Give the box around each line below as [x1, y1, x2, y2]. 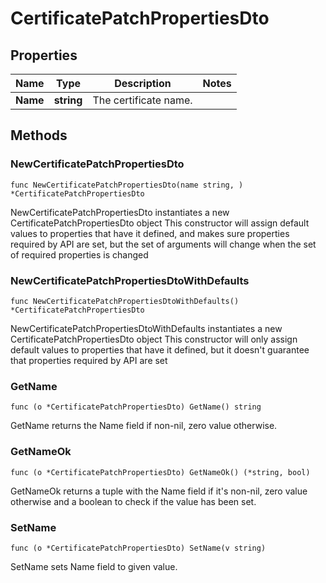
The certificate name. [92, 93, 193, 107]
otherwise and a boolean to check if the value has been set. [10, 495, 257, 507]
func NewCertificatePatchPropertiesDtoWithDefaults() [10, 296, 240, 306]
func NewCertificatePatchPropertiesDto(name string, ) [10, 180, 244, 190]
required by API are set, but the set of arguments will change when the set [10, 238, 317, 250]
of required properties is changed [10, 248, 149, 261]
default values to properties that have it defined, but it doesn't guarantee [10, 343, 310, 356]
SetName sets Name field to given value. [10, 560, 178, 572]
